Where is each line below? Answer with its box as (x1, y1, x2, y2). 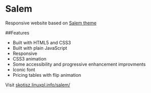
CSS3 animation (12, 55, 47, 61)
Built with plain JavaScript (12, 45, 68, 51)
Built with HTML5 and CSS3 (12, 39, 71, 46)
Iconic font (12, 67, 36, 73)
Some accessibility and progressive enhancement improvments (12, 61, 146, 67)
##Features (5, 29, 29, 36)
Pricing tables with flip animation (12, 72, 81, 78)
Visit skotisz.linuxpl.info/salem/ (5, 82, 70, 88)
